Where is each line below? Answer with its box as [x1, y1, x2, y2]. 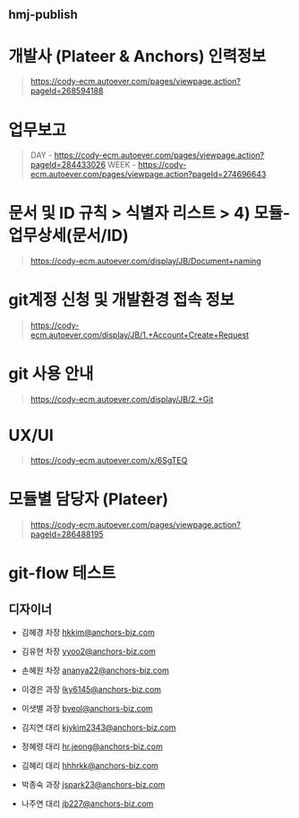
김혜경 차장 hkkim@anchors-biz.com [21, 626, 156, 637]
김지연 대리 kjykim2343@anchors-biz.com [21, 721, 176, 733]
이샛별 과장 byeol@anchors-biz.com [21, 702, 153, 713]
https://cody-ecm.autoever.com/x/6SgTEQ [30, 455, 188, 466]
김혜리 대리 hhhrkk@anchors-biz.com [21, 760, 158, 771]
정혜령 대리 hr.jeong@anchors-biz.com [21, 741, 163, 752]
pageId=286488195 [30, 529, 104, 539]
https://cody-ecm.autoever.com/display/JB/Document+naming [30, 255, 261, 267]
